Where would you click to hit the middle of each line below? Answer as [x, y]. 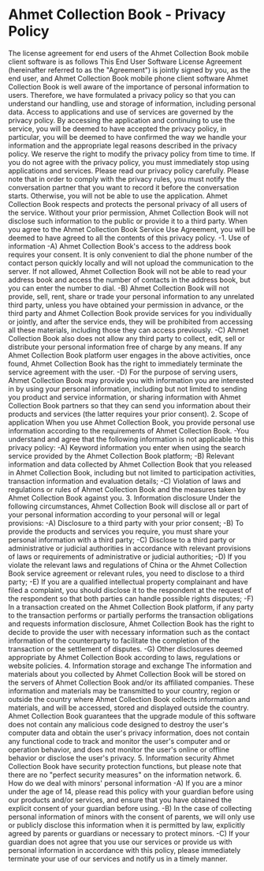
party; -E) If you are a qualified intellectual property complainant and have [128, 581]
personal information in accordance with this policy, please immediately [125, 850]
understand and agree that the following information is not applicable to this [131, 439]
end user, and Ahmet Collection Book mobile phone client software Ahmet [128, 78]
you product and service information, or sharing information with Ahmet [125, 397]
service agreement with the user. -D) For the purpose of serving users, [123, 372]
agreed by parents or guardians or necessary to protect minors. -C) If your [129, 833]
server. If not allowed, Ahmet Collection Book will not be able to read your [127, 271]
